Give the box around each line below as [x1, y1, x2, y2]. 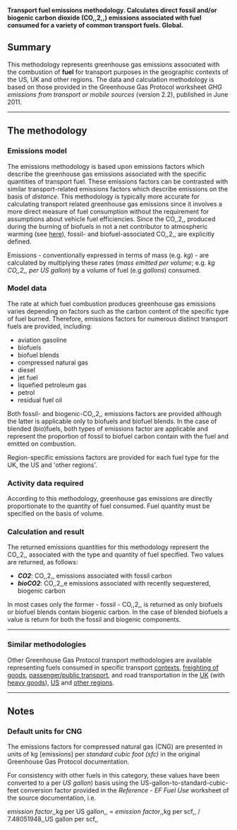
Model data [7, 283, 47, 293]
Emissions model [7, 146, 67, 156]
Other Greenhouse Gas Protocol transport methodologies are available [7, 656, 212, 664]
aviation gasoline [17, 336, 67, 344]
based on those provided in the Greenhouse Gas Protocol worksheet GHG [7, 83, 222, 91]
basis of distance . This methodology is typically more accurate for [7, 192, 200, 201]
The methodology [7, 125, 87, 137]
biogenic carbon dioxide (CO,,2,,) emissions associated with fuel [7, 13, 202, 22]
